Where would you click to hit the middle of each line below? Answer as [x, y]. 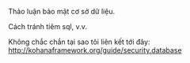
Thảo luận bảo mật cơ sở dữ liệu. [62, 11]
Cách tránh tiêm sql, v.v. [47, 26]
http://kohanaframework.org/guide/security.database [95, 50]
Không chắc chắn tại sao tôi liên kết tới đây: [79, 42]
